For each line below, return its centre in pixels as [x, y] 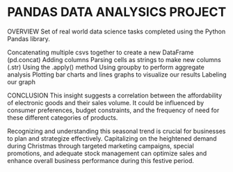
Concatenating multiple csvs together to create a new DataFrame [101, 52]
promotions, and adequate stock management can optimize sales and [107, 153]
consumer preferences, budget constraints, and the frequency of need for [113, 110]
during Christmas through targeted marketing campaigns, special [101, 146]
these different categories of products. [63, 117]
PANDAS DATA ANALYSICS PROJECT [117, 12]
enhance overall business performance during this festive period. [101, 160]
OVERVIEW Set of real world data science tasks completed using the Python [116, 31]
